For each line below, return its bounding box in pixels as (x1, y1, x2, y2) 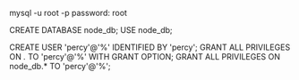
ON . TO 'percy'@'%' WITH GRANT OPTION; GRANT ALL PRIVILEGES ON (9, 52, 280, 61)
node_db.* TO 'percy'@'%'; (9, 61, 111, 71)
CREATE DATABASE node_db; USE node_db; (9, 25, 173, 35)
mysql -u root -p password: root (9, 8, 128, 18)
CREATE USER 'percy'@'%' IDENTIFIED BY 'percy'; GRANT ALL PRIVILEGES (9, 42, 291, 52)
